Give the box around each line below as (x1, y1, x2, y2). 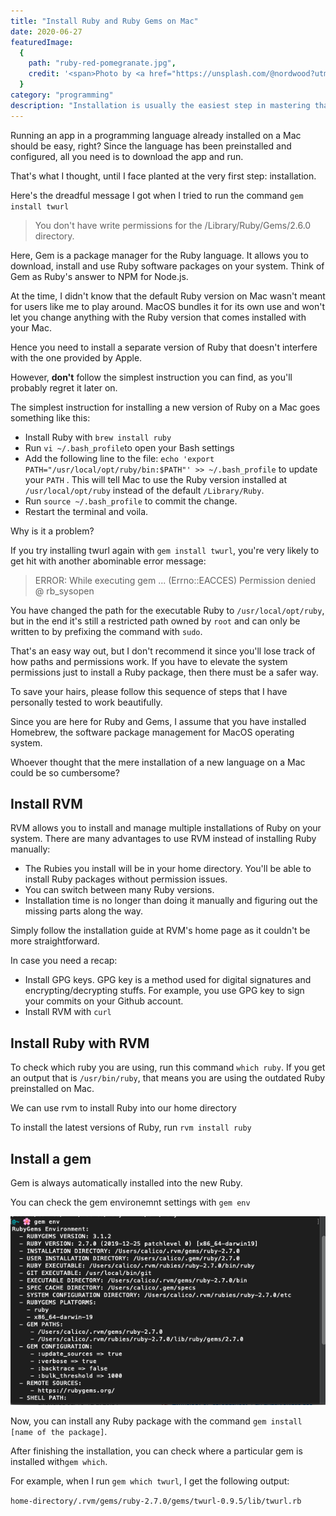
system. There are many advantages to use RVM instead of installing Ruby (10, 833, 317, 845)
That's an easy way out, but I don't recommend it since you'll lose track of (10, 645, 316, 657)
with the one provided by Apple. (10, 351, 143, 364)
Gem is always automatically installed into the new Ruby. (10, 1177, 243, 1189)
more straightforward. (10, 935, 100, 947)
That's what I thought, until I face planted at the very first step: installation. (10, 170, 317, 182)
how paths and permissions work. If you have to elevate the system (10, 655, 288, 667)
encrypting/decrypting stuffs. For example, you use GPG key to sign (24, 985, 305, 997)
